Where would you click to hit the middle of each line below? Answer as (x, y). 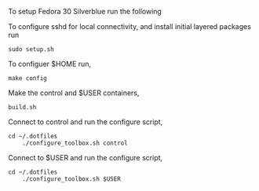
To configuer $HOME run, (50, 64)
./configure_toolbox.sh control (75, 143)
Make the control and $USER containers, (74, 93)
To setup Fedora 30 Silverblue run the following (85, 11)
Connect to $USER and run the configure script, (86, 158)
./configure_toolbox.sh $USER (72, 179)
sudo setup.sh (31, 50)
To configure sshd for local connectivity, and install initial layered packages (129, 26)
